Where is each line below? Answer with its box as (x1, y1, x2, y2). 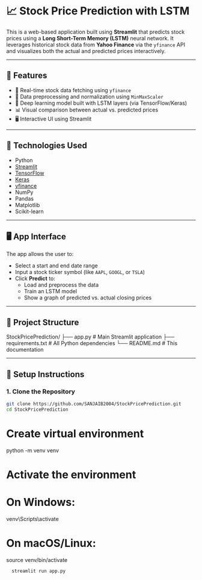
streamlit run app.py (11, 568, 66, 574)
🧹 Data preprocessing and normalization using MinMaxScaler (14, 93, 164, 100)
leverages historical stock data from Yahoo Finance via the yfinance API (6, 41, 185, 48)
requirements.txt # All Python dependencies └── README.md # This (6, 340, 178, 347)
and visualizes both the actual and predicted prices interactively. (6, 47, 167, 54)
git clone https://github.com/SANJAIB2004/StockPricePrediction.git (6, 401, 182, 407)
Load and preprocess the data (23, 281, 99, 288)
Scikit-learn (14, 208, 44, 215)
